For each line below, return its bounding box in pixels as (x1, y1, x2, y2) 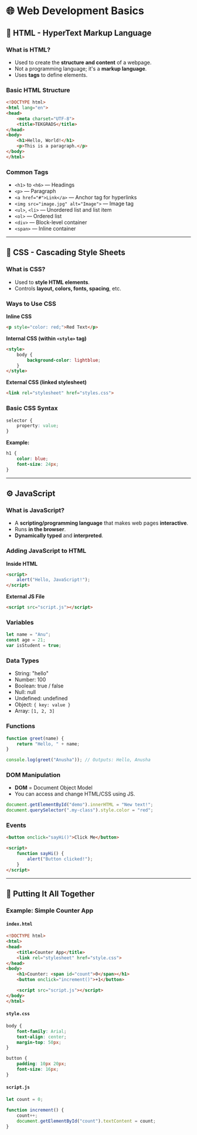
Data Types (6, 656, 39, 665)
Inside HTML (6, 560, 38, 567)
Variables (6, 619, 34, 627)
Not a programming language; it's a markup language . (14, 65, 147, 72)
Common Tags (6, 168, 49, 176)
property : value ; (16, 423, 59, 429)
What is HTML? (6, 45, 51, 54)
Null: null (14, 689, 36, 696)
